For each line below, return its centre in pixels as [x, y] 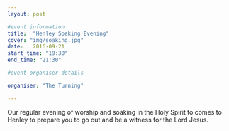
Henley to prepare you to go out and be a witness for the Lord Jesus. [108, 120]
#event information [36, 27]
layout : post [27, 14]
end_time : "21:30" [34, 60]
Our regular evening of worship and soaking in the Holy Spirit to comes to [114, 112]
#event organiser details [45, 73]
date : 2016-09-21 [36, 47]
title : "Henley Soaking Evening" [58, 33]
